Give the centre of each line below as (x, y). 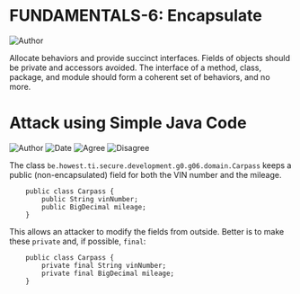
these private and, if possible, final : (78, 241)
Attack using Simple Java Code (128, 123)
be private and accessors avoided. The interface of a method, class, (136, 67)
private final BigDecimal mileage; (108, 273)
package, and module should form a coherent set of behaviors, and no (140, 76)
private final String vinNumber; (104, 265)
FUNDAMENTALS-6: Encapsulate (136, 16)
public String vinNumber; (90, 199)
